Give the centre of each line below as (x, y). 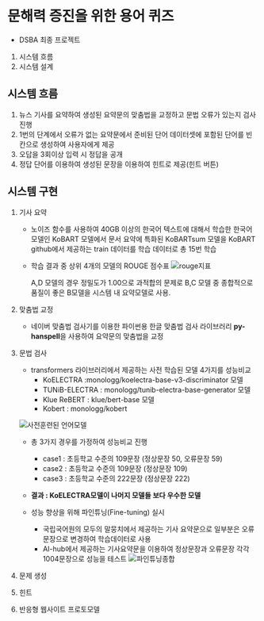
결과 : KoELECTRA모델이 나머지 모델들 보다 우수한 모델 (116, 495)
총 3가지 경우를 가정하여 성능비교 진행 (89, 442)
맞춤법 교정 (36, 309)
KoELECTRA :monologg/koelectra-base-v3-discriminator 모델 (143, 379)
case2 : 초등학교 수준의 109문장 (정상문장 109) (115, 468)
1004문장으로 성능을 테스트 (85, 558)
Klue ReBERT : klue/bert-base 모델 (99, 399)
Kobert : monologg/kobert (85, 408)
